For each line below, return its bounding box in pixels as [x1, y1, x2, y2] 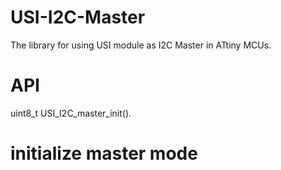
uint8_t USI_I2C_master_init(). [10, 107, 132, 119]
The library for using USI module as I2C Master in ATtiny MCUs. [10, 39, 272, 51]
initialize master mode [10, 142, 198, 165]
